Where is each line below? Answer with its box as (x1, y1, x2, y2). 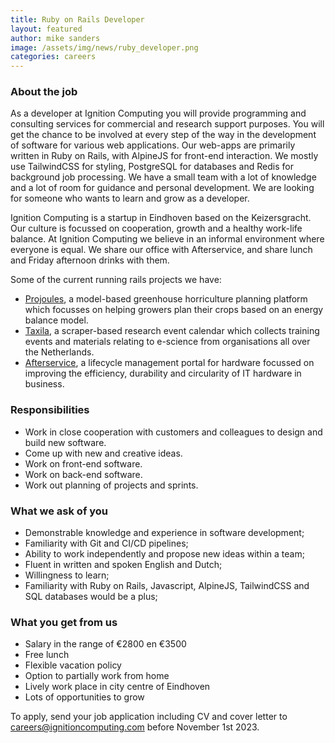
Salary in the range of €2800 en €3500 (24, 638, 187, 650)
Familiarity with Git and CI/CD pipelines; (24, 537, 189, 550)
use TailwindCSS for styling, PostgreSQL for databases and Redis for (10, 161, 294, 173)
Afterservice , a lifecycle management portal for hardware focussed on (24, 357, 315, 369)
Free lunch (24, 649, 70, 661)
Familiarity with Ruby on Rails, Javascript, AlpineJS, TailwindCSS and (24, 580, 310, 592)
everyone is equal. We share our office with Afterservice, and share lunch (10, 244, 313, 256)
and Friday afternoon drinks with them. (10, 254, 170, 266)
